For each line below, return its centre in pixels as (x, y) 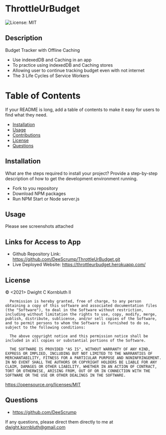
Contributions (26, 135)
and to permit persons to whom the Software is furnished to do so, (78, 323)
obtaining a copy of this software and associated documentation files (81, 306)
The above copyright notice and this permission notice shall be (79, 336)
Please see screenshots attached (39, 226)
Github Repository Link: (36, 254)
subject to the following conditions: (45, 327)
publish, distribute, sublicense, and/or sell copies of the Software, (81, 319)
